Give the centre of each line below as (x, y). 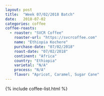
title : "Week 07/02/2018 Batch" (40, 14)
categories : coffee (25, 24)
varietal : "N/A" (31, 65)
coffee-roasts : (21, 28)
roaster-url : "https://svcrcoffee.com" (56, 38)
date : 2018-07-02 (25, 19)
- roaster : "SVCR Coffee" (37, 33)
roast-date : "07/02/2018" (41, 51)
